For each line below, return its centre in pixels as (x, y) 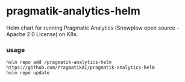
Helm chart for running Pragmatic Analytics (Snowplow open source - (93, 28)
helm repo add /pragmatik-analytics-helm (59, 62)
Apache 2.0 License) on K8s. (42, 34)
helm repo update (28, 73)
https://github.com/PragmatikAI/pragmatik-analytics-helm (80, 68)
